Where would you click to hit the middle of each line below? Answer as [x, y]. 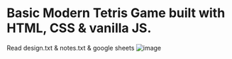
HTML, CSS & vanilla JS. [79, 28]
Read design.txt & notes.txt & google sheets [71, 48]
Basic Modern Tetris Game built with [116, 13]
